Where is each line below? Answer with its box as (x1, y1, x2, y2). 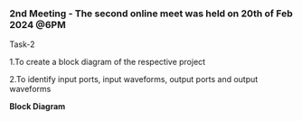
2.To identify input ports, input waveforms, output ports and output (9, 74, 259, 85)
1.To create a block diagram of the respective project (9, 57, 206, 68)
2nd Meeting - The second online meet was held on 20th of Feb (9, 7, 293, 20)
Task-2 (9, 39, 35, 50)
